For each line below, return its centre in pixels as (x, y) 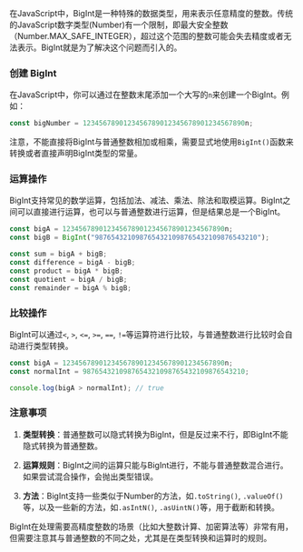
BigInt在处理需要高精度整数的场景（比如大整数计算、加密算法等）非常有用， (151, 527)
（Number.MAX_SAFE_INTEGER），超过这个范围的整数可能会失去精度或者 (147, 36)
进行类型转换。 (45, 346)
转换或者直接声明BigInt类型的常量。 (76, 154)
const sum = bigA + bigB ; (58, 254)
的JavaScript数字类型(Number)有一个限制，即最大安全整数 (119, 25)
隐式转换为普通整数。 (62, 446)
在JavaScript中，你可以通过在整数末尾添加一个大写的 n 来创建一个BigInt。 (146, 95)
